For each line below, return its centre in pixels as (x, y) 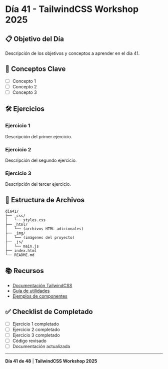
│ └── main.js (22, 246)
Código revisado (29, 341)
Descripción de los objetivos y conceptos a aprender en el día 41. (72, 53)
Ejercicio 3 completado (36, 335)
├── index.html (21, 251)
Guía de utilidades (31, 291)
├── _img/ (15, 233)
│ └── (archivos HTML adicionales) (44, 229)
